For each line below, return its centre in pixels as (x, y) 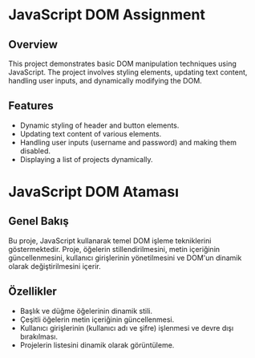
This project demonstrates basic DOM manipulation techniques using (122, 63)
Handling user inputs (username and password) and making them (128, 142)
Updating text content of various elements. (91, 133)
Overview (33, 45)
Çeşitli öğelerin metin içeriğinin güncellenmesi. (97, 319)
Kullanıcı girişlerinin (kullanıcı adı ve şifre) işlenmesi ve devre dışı (127, 327)
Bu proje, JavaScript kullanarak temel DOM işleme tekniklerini (110, 240)
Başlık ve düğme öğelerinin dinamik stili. (86, 311)
